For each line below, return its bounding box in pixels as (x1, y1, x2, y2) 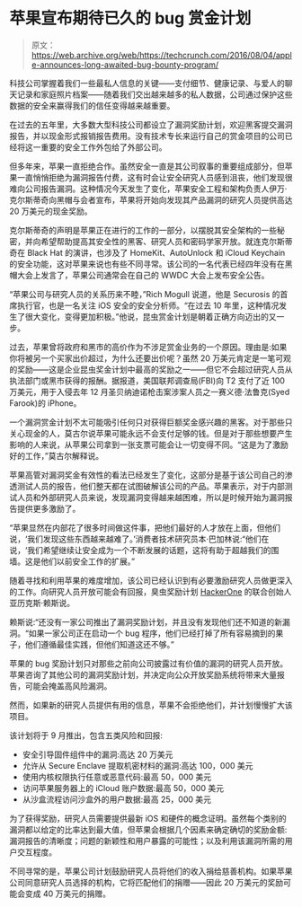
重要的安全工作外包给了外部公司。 (40, 141, 167, 153)
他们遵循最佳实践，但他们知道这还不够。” (24, 638, 175, 649)
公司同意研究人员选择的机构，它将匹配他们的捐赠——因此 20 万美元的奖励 (9, 876, 284, 887)
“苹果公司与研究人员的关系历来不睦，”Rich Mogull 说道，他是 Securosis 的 (9, 288, 280, 299)
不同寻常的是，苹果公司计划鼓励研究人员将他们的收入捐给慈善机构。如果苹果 (9, 866, 293, 876)
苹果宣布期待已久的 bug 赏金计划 (9, 8, 252, 29)
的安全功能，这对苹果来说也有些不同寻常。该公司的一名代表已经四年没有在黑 (9, 258, 293, 269)
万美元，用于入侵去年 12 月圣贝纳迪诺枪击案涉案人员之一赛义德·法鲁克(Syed (9, 386, 290, 397)
